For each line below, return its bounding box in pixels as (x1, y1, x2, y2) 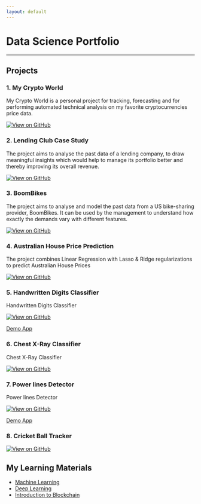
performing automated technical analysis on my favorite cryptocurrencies (6, 103, 188, 111)
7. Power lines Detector (6, 380, 75, 389)
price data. (6, 110, 33, 117)
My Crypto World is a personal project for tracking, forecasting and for (6, 97, 180, 105)
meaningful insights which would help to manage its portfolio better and (6, 156, 183, 163)
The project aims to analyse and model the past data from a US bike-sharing (6, 203, 194, 210)
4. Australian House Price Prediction (6, 242, 114, 250)
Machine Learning (14, 479, 60, 486)
